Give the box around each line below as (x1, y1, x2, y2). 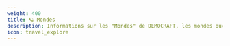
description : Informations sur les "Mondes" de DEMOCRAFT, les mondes (7, 22, 213, 29)
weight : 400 (7, 9, 41, 17)
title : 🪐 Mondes (7, 16, 56, 23)
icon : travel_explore (7, 28, 69, 36)
